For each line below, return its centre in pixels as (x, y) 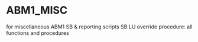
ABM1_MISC (37, 10)
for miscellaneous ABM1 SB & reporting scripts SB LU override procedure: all (99, 27)
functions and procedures (38, 33)
